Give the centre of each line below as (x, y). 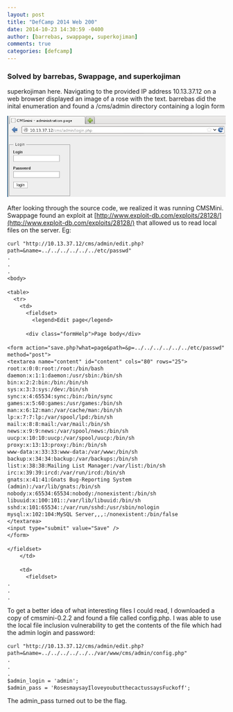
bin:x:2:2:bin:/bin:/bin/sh (48, 383)
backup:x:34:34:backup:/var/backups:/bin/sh (72, 459)
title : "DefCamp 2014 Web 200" (52, 22)
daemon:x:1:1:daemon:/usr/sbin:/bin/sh (65, 376)
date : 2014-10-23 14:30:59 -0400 (55, 29)
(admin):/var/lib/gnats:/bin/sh (54, 487)
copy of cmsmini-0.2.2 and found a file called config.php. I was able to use (114, 618)
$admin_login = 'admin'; (43, 681)
